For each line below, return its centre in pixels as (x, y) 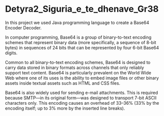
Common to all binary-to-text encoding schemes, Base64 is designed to (78, 62)
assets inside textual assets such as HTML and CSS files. (63, 83)
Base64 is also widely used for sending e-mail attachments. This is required (82, 93)
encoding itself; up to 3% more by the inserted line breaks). (65, 108)
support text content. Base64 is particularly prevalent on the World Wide (78, 72)
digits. (11, 53)
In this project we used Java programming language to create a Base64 (77, 23)
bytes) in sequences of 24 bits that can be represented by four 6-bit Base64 (82, 47)
